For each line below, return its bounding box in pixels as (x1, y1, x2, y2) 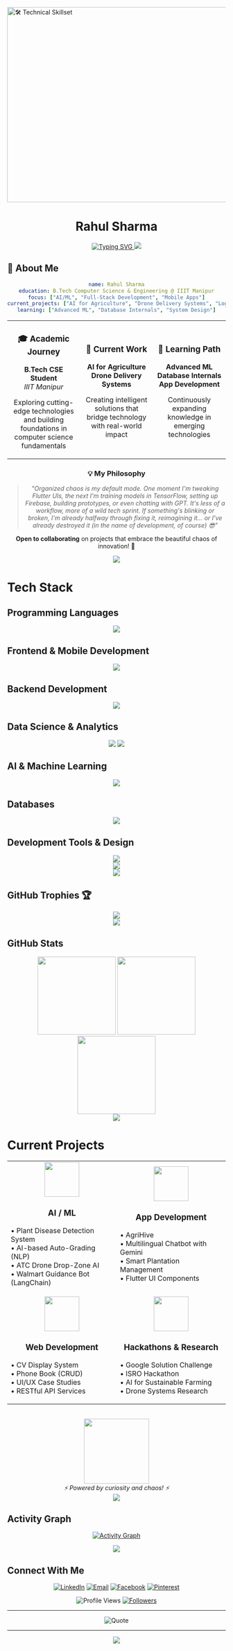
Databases (7, 798, 55, 810)
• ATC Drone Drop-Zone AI (10, 1260, 99, 1270)
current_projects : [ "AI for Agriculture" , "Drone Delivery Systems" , (7, 300, 213, 307)
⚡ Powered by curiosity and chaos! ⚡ (63, 1483, 170, 1492)
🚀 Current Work (85, 344, 148, 355)
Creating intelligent (85, 395, 148, 405)
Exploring (13, 398, 45, 408)
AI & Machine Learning (7, 761, 107, 772)
